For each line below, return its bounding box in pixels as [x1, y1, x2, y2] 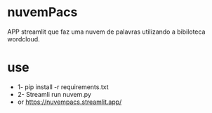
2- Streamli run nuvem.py [17, 90, 91, 98]
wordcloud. [7, 34, 40, 43]
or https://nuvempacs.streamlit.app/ [17, 98, 122, 106]
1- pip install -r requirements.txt [17, 82, 109, 91]
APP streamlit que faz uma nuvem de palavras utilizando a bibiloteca [7, 27, 206, 36]
